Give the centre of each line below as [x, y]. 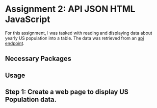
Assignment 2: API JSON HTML [70, 9]
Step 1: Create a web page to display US [67, 92]
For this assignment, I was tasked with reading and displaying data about [79, 33]
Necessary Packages [38, 59]
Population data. [31, 99]
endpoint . [15, 43]
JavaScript [28, 19]
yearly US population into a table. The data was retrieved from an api [75, 38]
